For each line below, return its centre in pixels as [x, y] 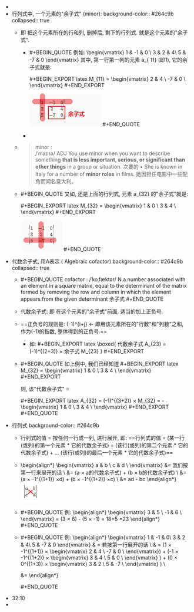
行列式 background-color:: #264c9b [56, 425]
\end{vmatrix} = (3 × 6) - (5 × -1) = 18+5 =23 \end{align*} [90, 519]
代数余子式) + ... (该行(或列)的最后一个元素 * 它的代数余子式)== [97, 453]
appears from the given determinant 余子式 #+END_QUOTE [92, 299]
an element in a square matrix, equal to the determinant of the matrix [103, 286]
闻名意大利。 [61, 181]
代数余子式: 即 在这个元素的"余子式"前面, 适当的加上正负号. [92, 311]
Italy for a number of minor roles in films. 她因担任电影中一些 [109, 174]
